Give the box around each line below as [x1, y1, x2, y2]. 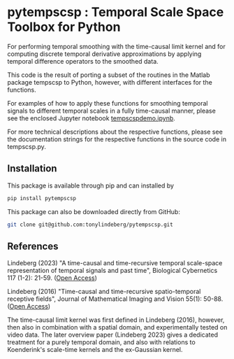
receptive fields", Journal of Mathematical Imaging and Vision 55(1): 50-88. [7, 295, 224, 303]
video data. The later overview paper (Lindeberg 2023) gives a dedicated [7, 330, 219, 339]
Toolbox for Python [7, 19, 121, 35]
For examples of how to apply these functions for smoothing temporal [7, 99, 208, 107]
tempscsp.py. [7, 142, 47, 150]
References [7, 240, 59, 252]
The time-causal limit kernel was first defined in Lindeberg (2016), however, [7, 316, 225, 324]
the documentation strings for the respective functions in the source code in [7, 134, 227, 143]
